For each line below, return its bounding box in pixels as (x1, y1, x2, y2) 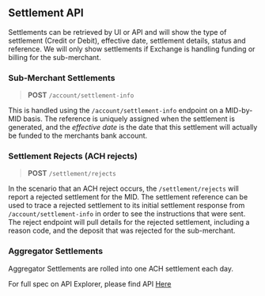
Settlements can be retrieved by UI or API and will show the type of (8, 27, 227, 36)
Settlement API (8, 6, 85, 20)
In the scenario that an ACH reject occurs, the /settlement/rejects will (8, 184, 239, 193)
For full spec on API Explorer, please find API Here (8, 279, 172, 288)
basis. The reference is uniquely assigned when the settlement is (23, 114, 236, 123)
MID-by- (225, 106, 253, 116)
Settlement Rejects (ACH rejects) (8, 150, 138, 161)
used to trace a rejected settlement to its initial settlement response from (8, 201, 245, 211)
